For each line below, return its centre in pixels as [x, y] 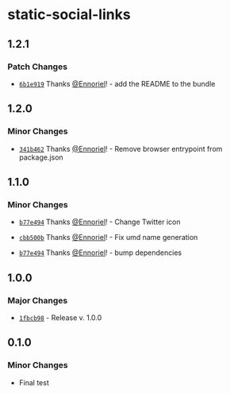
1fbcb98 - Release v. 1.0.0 [60, 317]
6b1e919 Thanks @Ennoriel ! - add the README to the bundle [117, 83]
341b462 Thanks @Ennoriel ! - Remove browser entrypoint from [121, 149]
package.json [41, 157]
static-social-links [69, 15]
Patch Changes [38, 67]
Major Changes [38, 300]
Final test [34, 382]
